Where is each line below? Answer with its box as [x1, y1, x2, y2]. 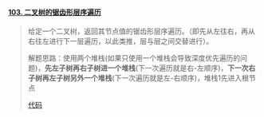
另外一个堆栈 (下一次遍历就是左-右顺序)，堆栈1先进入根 [69, 73, 250, 83]
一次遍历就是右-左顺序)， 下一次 [144, 64, 249, 73]
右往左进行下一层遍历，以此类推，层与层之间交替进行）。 [27, 37, 214, 46]
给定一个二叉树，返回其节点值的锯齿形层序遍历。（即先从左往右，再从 [27, 26, 255, 36]
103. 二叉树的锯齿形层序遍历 [8, 7, 101, 17]
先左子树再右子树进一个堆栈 [44, 64, 136, 73]
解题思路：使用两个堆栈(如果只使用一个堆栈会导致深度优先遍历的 [27, 53, 241, 63]
